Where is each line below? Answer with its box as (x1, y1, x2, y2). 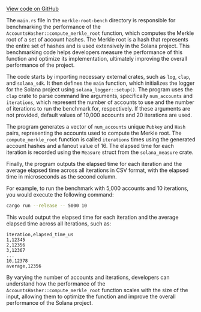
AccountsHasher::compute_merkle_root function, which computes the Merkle (6, 29, 194, 37)
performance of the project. (6, 61, 75, 69)
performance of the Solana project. (6, 299, 93, 306)
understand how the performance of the (6, 280, 106, 287)
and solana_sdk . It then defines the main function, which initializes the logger (6, 79, 195, 87)
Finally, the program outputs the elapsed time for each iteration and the (6, 161, 182, 167)
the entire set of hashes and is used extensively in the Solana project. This (6, 42, 190, 49)
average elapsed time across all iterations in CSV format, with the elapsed (6, 167, 189, 174)
